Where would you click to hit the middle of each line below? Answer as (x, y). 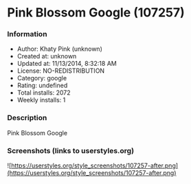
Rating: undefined (42, 85)
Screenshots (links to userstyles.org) (71, 150)
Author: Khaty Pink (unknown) (60, 49)
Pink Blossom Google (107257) (96, 13)
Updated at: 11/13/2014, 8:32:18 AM (67, 64)
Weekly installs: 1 (41, 100)
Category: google (42, 78)
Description (27, 118)
